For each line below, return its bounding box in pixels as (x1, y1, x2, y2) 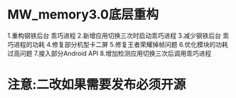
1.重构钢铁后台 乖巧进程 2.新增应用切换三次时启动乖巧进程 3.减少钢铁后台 (7, 31, 222, 40)
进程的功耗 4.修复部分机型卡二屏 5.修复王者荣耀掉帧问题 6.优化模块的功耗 (13, 40, 229, 48)
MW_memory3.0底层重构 (7, 6, 159, 23)
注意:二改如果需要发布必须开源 (7, 77, 186, 93)
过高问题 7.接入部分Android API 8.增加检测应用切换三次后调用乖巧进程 (7, 49, 212, 58)
